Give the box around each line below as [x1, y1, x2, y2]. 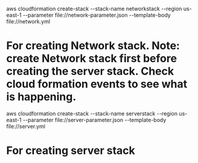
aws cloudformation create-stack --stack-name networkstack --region [6, 5, 182, 12]
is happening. [6, 90, 77, 104]
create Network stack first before [6, 52, 177, 66]
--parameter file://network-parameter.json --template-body [22, 11, 171, 19]
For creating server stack [6, 144, 136, 158]
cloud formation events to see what [6, 78, 188, 91]
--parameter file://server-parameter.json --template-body [22, 116, 167, 123]
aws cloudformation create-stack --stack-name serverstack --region [6, 109, 178, 117]
